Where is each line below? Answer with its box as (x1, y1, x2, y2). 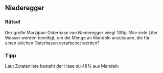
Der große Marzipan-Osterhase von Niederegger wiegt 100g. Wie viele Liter (5, 29, 158, 36)
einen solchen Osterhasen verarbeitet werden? (5, 40, 100, 46)
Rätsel (5, 18, 21, 25)
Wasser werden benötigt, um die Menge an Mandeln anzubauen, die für (5, 35, 150, 40)
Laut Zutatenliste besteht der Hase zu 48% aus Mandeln (5, 63, 119, 69)
